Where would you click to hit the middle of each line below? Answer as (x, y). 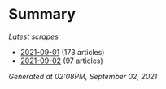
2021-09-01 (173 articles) (62, 52)
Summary (42, 14)
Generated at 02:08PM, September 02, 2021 (83, 76)
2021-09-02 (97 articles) (61, 61)
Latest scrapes (33, 36)
